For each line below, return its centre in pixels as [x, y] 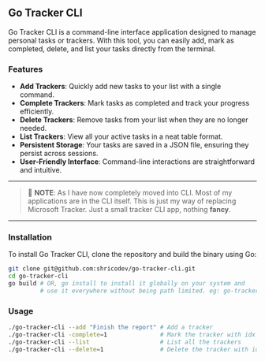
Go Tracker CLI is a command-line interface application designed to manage [132, 32]
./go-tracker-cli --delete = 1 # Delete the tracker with [128, 349]
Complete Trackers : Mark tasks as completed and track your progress [134, 103]
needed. [33, 128]
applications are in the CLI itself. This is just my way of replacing [132, 201]
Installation [30, 237]
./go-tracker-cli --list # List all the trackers [125, 342]
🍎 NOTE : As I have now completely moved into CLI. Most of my [130, 193]
